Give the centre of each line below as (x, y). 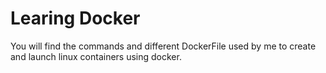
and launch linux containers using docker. (96, 56)
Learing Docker (75, 18)
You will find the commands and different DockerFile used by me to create (163, 46)
